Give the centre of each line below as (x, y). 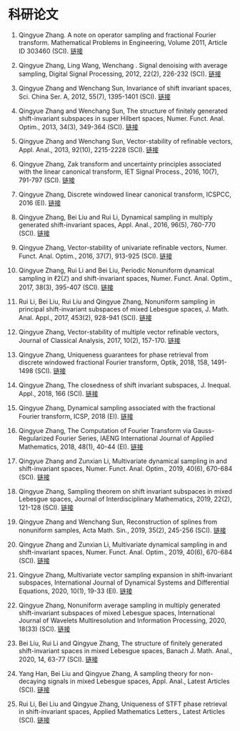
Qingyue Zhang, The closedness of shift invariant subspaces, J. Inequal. (125, 385)
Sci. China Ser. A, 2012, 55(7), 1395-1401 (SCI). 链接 (94, 96)
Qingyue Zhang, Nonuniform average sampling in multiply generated (119, 605)
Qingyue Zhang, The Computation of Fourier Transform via (105, 430)
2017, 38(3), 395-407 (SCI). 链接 (66, 287)
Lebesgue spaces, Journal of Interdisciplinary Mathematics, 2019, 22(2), (125, 499)
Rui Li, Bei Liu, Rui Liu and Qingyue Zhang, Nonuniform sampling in (116, 302)
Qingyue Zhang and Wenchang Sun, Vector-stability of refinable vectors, (125, 141)
